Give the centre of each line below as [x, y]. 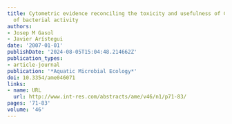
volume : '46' [26, 110]
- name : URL [24, 90]
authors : [20, 26]
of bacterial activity [46, 20]
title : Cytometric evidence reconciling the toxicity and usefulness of [114, 13]
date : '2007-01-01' [35, 45]
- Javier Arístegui [35, 39]
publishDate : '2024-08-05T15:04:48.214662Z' [72, 52]
